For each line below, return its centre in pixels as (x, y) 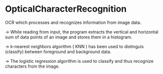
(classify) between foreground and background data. (58, 52)
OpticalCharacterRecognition (66, 9)
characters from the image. (32, 66)
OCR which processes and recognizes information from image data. (73, 22)
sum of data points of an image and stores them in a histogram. (69, 37)
